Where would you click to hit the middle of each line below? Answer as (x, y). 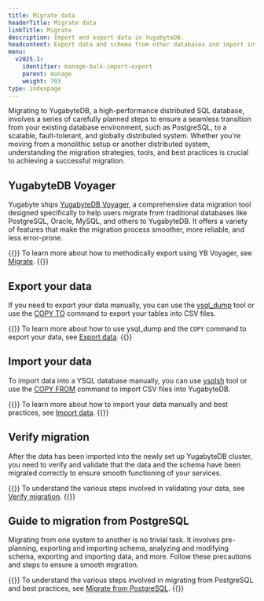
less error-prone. (35, 238)
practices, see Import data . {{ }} (59, 412)
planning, (23, 548)
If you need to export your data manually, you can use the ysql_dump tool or (131, 305)
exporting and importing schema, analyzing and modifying (134, 548)
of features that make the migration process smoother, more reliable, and (126, 229)
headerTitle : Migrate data (52, 23)
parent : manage (47, 74)
